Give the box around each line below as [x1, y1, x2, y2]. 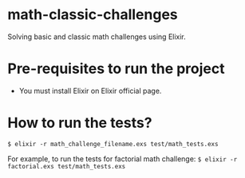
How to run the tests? [7, 114, 152, 132]
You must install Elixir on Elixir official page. [18, 86, 162, 95]
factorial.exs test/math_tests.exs [7, 162, 126, 170]
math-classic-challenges [7, 6, 179, 24]
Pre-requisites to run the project [7, 60, 225, 78]
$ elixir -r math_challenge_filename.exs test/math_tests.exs [7, 140, 219, 148]
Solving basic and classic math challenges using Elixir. [7, 32, 187, 41]
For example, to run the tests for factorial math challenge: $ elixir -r [7, 153, 238, 164]
